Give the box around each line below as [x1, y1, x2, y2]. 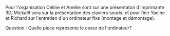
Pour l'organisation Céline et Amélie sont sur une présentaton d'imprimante [5, 5, 164, 10]
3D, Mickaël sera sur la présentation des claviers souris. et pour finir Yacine [5, 10, 165, 16]
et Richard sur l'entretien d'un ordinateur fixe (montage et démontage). [5, 15, 156, 21]
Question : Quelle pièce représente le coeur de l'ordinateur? [5, 25, 132, 31]
